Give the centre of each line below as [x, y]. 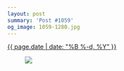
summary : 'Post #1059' [41, 20]
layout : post [26, 14]
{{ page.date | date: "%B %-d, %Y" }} [62, 47]
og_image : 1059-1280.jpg [44, 27]
